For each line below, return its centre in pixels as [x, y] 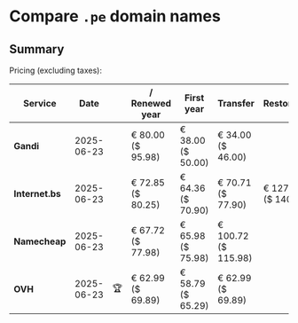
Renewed [151, 103]
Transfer [236, 103]
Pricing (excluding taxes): [56, 70]
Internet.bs [38, 194]
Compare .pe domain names [115, 16]
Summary [37, 49]
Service [40, 103]
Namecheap [40, 241]
